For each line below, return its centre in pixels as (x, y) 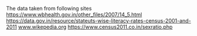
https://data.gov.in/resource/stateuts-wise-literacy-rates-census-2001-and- (99, 21)
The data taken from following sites (49, 8)
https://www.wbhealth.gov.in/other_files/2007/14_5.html (74, 15)
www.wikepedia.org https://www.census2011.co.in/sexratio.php (95, 27)
